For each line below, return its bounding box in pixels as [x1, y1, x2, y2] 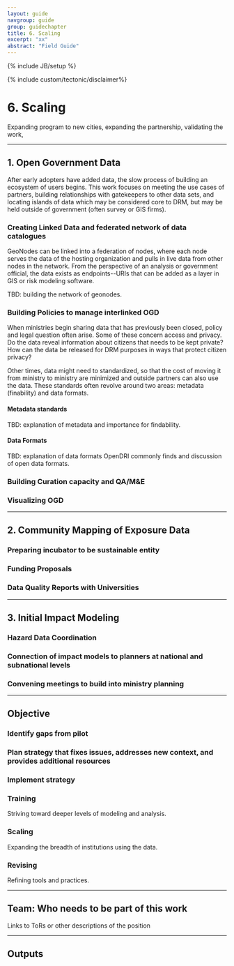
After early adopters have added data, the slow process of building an [7, 175, 208, 183]
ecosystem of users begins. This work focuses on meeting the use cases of [7, 183, 225, 191]
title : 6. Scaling [7, 29, 61, 37]
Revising [7, 860, 38, 870]
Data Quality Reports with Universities [7, 583, 139, 593]
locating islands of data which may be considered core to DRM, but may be [7, 197, 223, 206]
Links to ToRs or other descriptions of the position [7, 921, 151, 930]
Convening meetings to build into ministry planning [7, 679, 185, 688]
